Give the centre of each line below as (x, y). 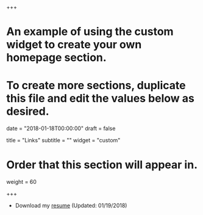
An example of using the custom (90, 32)
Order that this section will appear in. (102, 165)
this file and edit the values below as (101, 99)
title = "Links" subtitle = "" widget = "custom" (63, 140)
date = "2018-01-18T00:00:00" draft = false (61, 128)
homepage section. (56, 58)
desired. (28, 111)
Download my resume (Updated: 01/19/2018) (71, 206)
